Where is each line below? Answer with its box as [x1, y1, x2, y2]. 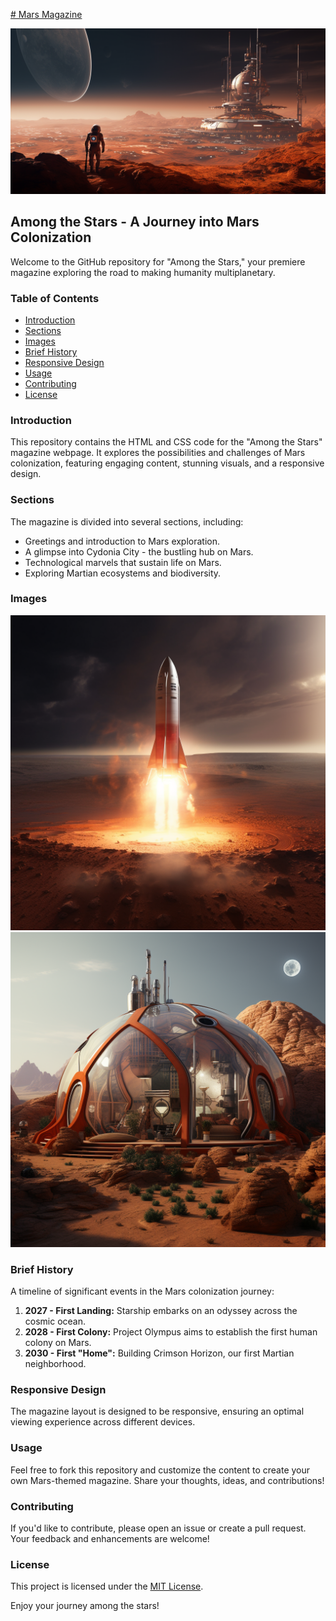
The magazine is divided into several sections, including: [10, 515, 244, 528]
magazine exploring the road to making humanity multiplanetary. [10, 266, 276, 278]
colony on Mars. [24, 1337, 92, 1349]
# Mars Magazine [10, 9, 83, 20]
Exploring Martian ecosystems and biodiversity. [24, 567, 222, 579]
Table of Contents [10, 291, 100, 305]
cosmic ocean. [24, 1315, 87, 1328]
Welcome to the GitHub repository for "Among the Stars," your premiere [10, 255, 306, 268]
